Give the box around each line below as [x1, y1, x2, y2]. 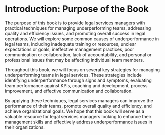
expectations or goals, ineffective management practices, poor [5, 46, 135, 52]
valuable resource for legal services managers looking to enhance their [5, 113, 152, 119]
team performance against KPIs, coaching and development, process [5, 82, 148, 88]
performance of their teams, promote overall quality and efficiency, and [5, 103, 152, 109]
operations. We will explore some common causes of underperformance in [5, 36, 159, 42]
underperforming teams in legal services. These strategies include [5, 72, 142, 78]
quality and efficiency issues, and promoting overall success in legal [5, 30, 146, 36]
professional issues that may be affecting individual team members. [5, 57, 144, 63]
